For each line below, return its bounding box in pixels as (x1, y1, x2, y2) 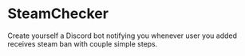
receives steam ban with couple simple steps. (7, 39, 158, 48)
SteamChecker (7, 5, 109, 23)
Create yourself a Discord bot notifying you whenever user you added (7, 31, 237, 40)
